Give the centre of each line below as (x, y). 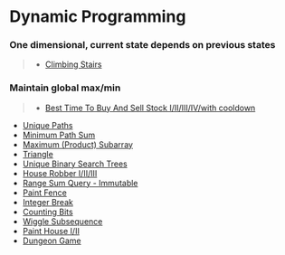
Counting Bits (48, 212)
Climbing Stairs (73, 64)
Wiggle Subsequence (62, 221)
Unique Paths (47, 125)
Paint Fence (45, 193)
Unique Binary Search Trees (75, 164)
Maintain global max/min (65, 88)
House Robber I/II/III (60, 173)
